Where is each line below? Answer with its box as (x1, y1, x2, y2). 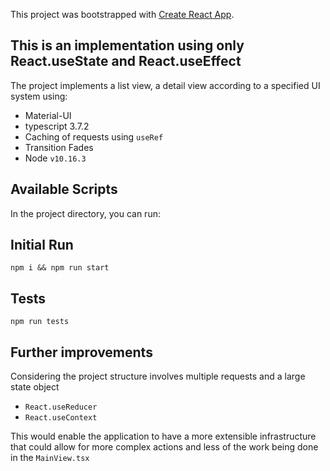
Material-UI (24, 109, 72, 121)
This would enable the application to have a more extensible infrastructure (10, 430, 317, 443)
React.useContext (24, 413, 98, 423)
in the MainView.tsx (10, 452, 90, 464)
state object (10, 381, 60, 393)
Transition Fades (24, 141, 94, 153)
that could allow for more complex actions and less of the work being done (10, 441, 319, 453)
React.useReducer (24, 402, 98, 413)
